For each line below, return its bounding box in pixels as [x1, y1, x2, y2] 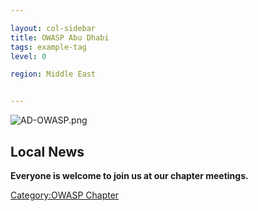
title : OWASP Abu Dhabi [10, 32, 110, 43]
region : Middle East [10, 69, 97, 80]
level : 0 [10, 51, 47, 61]
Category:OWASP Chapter [10, 189, 120, 201]
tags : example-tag [10, 42, 87, 52]
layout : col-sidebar [10, 23, 97, 33]
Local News [10, 143, 85, 160]
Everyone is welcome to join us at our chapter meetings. [10, 169, 249, 181]
